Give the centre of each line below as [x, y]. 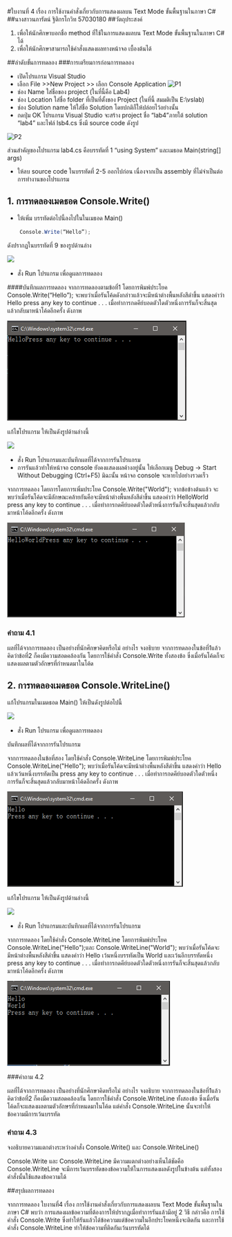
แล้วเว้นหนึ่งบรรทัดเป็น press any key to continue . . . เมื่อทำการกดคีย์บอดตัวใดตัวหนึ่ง [112, 773]
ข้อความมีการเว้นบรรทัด [34, 1114]
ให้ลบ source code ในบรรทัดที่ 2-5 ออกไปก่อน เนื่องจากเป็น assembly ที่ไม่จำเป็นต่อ [120, 171]
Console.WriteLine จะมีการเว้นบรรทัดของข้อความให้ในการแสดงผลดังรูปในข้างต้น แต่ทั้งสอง [115, 1169]
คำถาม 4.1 [21, 632]
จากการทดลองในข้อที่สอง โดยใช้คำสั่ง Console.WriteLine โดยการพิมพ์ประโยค [99, 758]
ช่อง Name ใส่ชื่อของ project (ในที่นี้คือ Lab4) [74, 92]
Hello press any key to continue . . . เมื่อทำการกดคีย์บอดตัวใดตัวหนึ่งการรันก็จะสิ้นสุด [112, 302]
